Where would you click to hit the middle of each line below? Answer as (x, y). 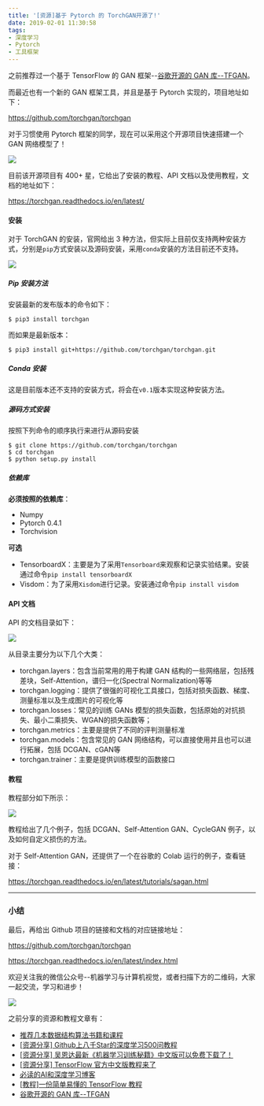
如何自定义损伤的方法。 (53, 839)
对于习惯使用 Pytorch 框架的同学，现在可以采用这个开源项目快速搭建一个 (126, 134)
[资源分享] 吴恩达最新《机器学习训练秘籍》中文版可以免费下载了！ (126, 1054)
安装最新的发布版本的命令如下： (60, 305)
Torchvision (38, 532)
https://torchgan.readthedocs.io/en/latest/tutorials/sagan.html (108, 881)
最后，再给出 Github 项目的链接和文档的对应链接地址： (97, 930)
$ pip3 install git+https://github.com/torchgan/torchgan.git (112, 350)
